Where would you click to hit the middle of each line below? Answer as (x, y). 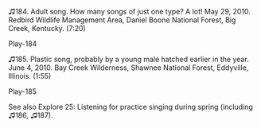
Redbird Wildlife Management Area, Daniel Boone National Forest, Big (122, 20)
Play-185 (23, 91)
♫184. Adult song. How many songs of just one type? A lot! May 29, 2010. (129, 12)
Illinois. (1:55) (30, 76)
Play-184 (23, 44)
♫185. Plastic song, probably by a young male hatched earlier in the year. (129, 59)
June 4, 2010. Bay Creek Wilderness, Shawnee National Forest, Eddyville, (129, 68)
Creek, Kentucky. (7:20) (47, 28)
